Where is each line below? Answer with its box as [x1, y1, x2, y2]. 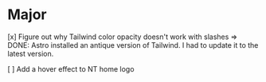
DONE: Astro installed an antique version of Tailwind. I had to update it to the [7, 40, 259, 49]
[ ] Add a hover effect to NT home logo [7, 64, 135, 73]
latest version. [7, 49, 54, 58]
